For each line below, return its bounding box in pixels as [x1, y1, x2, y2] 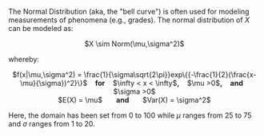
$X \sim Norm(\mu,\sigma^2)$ [84, 39, 185, 49]
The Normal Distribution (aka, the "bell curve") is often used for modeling [8, 7, 250, 16]
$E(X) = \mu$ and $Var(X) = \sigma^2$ [58, 95, 211, 104]
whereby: [8, 55, 40, 64]
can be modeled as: [8, 24, 74, 33]
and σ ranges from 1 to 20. [8, 119, 96, 128]
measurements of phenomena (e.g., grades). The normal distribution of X [8, 15, 250, 25]
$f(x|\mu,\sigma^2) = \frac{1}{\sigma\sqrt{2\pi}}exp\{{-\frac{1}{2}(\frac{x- [11, 70, 258, 79]
